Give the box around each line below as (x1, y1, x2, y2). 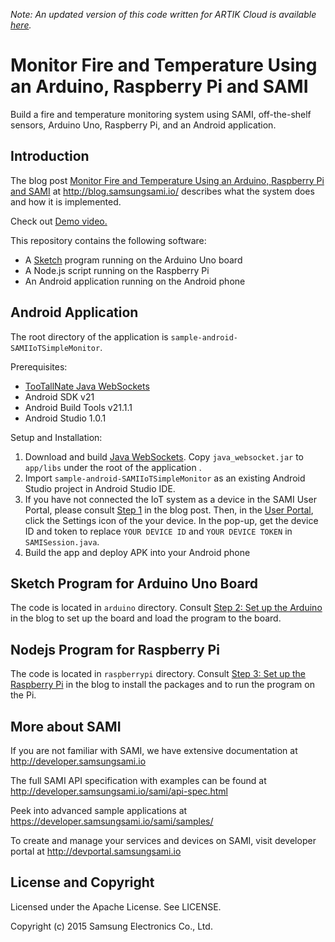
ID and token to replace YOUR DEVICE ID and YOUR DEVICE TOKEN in (24, 525, 293, 537)
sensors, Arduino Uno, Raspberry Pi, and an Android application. (10, 119, 277, 131)
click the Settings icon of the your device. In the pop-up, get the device (24, 514, 319, 526)
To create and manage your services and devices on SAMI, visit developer (10, 835, 317, 846)
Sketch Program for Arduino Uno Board (10, 575, 258, 592)
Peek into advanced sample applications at (10, 805, 188, 816)
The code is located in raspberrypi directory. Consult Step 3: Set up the (10, 668, 306, 680)
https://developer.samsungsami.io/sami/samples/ (10, 815, 214, 827)
